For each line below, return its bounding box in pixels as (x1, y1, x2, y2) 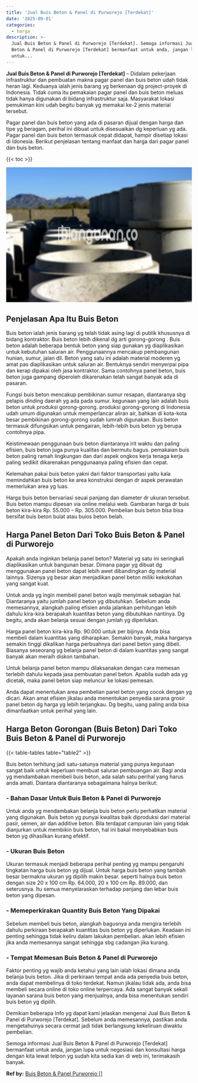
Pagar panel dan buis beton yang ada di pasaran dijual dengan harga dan (6, 118, 184, 126)
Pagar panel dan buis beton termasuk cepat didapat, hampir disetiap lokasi (6, 131, 188, 139)
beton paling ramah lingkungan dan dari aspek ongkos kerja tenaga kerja (6, 453, 183, 460)
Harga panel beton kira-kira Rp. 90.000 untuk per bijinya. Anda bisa (6, 628, 170, 635)
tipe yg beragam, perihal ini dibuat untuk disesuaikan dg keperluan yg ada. (6, 125, 187, 132)
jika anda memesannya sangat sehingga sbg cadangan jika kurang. (6, 939, 169, 946)
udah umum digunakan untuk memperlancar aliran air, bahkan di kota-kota (6, 410, 187, 417)
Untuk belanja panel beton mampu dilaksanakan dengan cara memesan (6, 664, 180, 671)
